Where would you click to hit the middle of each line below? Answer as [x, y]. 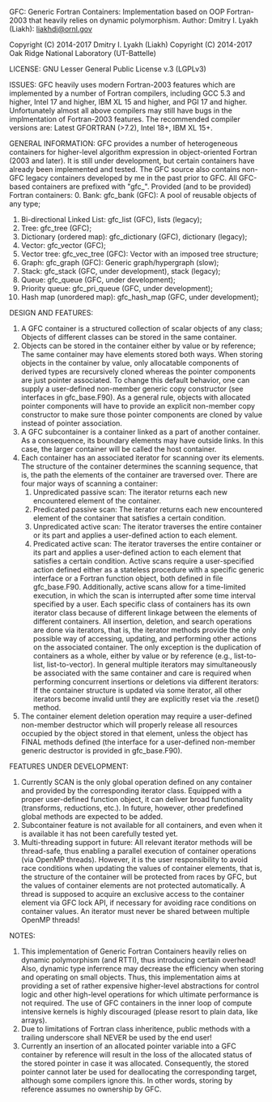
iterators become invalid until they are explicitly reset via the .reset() [146, 699]
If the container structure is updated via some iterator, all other [137, 690]
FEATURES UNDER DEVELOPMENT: [69, 766]
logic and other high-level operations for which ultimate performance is [140, 994]
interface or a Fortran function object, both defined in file [128, 578]
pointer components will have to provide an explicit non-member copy [138, 406]
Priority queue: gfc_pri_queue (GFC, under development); [117, 288]
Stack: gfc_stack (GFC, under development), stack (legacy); [121, 271]
